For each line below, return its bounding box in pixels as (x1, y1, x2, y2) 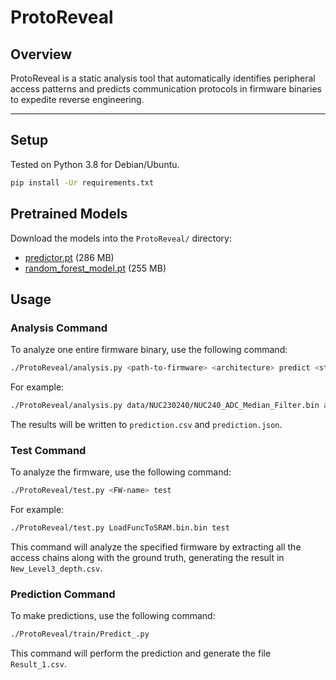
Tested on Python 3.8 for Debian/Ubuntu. (10, 158, 180, 170)
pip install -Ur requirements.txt (10, 177, 155, 188)
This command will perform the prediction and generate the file (10, 647, 272, 660)
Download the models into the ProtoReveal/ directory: (10, 232, 232, 244)
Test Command (10, 443, 87, 457)
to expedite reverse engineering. (10, 94, 145, 105)
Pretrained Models (10, 206, 128, 223)
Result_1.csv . (10, 658, 67, 670)
